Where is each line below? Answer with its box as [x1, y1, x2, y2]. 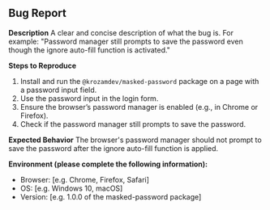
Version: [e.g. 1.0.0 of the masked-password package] [19, 191, 202, 201]
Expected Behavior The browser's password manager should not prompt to [8, 135, 262, 145]
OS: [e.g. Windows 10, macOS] [19, 183, 123, 193]
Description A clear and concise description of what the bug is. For [8, 27, 234, 37]
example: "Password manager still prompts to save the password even [8, 36, 243, 46]
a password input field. [19, 85, 97, 94]
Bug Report [8, 6, 67, 20]
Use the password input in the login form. [19, 93, 159, 103]
